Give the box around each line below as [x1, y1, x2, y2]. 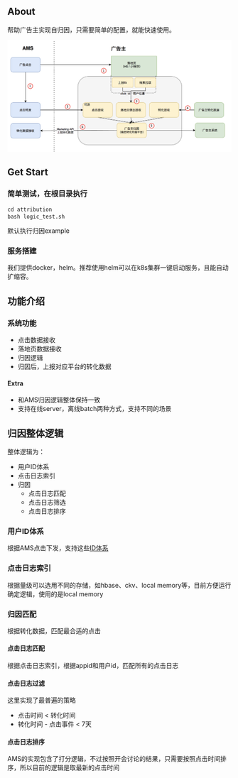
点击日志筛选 [28, 498, 66, 506]
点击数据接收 [17, 335, 55, 344]
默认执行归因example [7, 226, 70, 235]
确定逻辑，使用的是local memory [7, 589, 104, 598]
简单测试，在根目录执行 [7, 188, 87, 198]
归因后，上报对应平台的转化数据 [17, 362, 112, 371]
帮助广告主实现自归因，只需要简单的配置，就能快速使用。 [7, 25, 175, 34]
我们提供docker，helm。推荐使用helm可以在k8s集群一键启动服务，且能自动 [7, 263, 229, 272]
